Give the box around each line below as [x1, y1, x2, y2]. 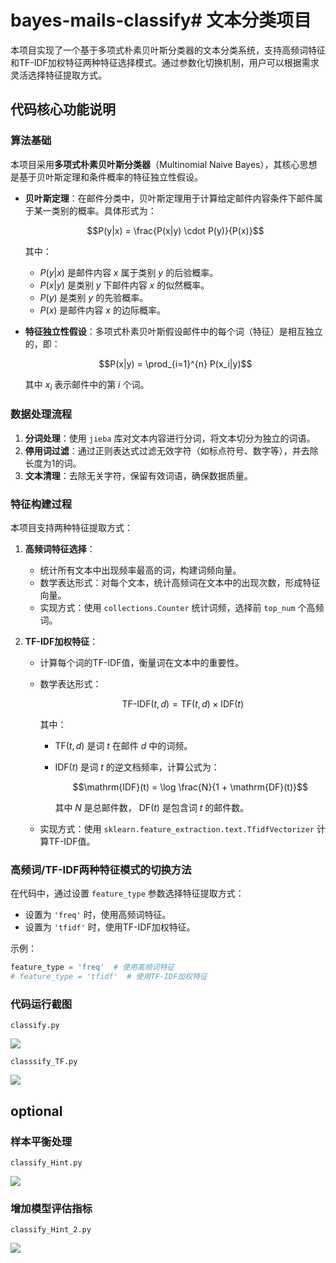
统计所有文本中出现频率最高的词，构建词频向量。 [39, 564, 242, 576]
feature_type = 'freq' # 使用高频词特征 [10, 962, 175, 973]
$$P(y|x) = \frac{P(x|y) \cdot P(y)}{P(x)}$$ [86, 224, 265, 236]
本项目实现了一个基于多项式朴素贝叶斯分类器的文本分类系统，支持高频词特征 [10, 44, 326, 56]
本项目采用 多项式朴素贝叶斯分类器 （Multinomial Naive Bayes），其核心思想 [10, 158, 318, 170]
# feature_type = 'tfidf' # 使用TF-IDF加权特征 [10, 972, 208, 982]
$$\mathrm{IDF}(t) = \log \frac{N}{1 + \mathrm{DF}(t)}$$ [72, 781, 308, 793]
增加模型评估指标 [10, 1201, 93, 1215]
